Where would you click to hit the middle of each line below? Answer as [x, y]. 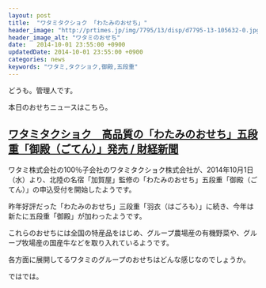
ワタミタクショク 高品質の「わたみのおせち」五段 [133, 135]
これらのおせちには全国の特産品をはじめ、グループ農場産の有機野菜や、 [126, 233]
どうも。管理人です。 [43, 90]
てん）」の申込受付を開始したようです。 [72, 189]
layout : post [30, 15]
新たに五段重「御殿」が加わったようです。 [77, 216]
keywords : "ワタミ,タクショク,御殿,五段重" [73, 67]
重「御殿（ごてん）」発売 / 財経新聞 [93, 150]
